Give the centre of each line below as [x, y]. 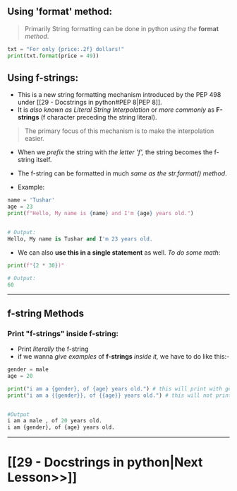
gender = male [28, 370]
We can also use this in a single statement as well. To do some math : [119, 252]
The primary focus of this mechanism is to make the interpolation [119, 131]
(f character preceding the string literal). [99, 117]
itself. [44, 160]
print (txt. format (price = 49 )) [53, 56]
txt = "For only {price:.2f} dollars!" [66, 49]
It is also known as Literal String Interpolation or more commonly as [116, 110]
